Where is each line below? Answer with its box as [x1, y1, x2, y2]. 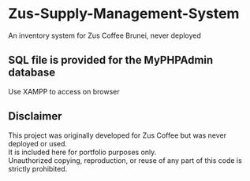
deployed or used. [8, 139, 68, 148]
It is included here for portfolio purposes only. [8, 147, 157, 157]
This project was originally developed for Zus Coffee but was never [8, 131, 227, 140]
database [8, 66, 56, 79]
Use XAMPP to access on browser [8, 87, 120, 96]
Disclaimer [8, 109, 62, 123]
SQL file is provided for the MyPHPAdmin [8, 54, 214, 67]
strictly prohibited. [8, 164, 68, 173]
